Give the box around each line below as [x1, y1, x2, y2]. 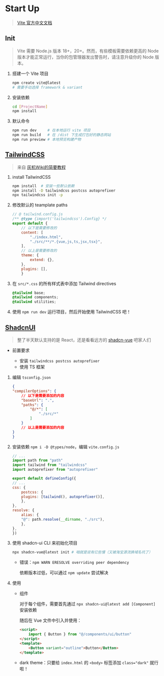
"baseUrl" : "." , [21, 398, 54, 403]
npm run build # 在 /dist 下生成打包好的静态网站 [12, 133, 111, 138]
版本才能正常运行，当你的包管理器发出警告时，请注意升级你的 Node [17, 54, 154, 60]
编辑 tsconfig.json [12, 374, 51, 380]
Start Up [5, 3, 40, 14]
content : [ [21, 230, 44, 235]
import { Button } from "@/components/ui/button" [28, 632, 132, 637]
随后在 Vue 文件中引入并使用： [19, 618, 82, 624]
